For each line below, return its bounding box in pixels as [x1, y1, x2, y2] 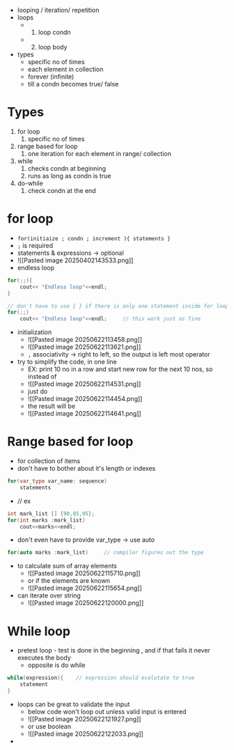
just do [27, 387, 48, 396]
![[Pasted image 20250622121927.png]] [27, 714, 141, 723]
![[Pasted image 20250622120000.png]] [27, 599, 144, 607]
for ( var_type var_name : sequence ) [7, 478, 108, 485]
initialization [17, 328, 52, 336]
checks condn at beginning [27, 164, 107, 173]
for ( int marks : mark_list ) [7, 517, 86, 524]
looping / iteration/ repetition [17, 6, 100, 14]
